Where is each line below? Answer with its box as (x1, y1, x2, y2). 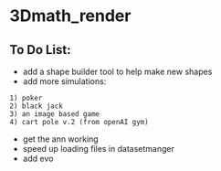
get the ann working (22, 134, 99, 144)
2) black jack (9, 102, 64, 111)
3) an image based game (9, 110, 100, 119)
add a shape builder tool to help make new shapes (22, 66, 213, 77)
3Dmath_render (9, 5, 132, 27)
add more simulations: (22, 76, 107, 87)
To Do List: (9, 42, 71, 58)
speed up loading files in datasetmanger (22, 144, 175, 154)
